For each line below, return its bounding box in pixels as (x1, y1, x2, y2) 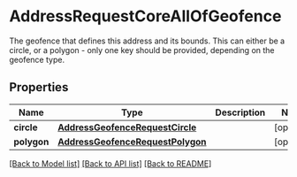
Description (215, 106, 266, 119)
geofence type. (9, 54, 65, 65)
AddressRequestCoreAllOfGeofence (9, 6, 282, 27)
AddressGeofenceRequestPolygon (57, 135, 207, 148)
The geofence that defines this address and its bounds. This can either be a (9, 35, 286, 46)
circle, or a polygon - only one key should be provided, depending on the (9, 44, 275, 55)
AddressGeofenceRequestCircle (57, 121, 197, 134)
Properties (9, 80, 69, 95)
